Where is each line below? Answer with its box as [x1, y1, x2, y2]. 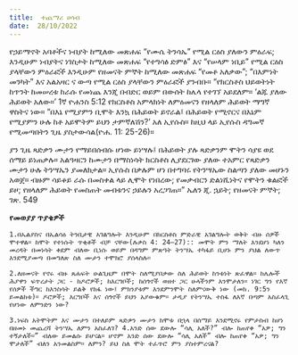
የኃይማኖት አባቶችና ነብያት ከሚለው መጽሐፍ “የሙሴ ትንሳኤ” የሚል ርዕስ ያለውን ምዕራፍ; [9, 45, 275, 56]
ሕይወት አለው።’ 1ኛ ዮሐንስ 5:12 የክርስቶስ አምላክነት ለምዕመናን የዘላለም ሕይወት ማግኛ [9, 95, 270, 107]
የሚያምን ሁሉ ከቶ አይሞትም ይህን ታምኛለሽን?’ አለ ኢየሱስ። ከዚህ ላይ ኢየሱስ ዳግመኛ [9, 116, 265, 127]
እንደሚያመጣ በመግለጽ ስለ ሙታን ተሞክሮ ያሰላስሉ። [9, 253, 152, 262]
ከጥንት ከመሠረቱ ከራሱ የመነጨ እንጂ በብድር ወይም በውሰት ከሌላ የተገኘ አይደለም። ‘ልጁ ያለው [9, 86, 287, 96]
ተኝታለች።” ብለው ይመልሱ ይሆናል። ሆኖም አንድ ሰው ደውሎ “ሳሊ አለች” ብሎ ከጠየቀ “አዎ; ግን [9, 331, 279, 340]
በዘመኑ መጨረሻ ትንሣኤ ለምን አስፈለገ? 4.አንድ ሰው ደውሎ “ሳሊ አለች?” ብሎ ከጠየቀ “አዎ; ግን [9, 323, 286, 333]
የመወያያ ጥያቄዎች [9, 211, 65, 223]
